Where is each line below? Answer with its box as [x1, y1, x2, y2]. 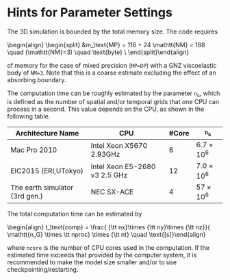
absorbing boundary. [7, 75, 66, 84]
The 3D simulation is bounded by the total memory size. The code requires [7, 27, 218, 36]
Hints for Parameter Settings [7, 5, 172, 21]
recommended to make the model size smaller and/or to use [7, 258, 177, 266]
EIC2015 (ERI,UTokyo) [10, 166, 84, 175]
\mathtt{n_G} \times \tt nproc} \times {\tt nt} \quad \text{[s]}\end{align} [7, 230, 206, 238]
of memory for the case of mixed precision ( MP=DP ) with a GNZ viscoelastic [7, 61, 217, 69]
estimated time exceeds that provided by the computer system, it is [7, 251, 197, 259]
